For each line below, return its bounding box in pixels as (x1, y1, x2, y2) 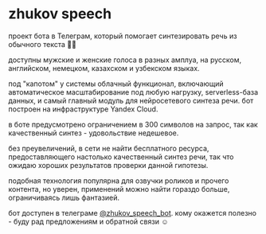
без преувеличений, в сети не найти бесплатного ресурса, (8, 143, 209, 153)
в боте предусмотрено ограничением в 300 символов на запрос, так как (8, 119, 259, 129)
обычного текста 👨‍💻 (8, 39, 77, 49)
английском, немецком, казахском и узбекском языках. (8, 63, 201, 72)
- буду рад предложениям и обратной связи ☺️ (8, 216, 169, 226)
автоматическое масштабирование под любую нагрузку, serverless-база (8, 87, 259, 96)
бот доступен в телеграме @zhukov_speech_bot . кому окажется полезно (8, 208, 257, 217)
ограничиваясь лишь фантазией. (8, 193, 119, 202)
